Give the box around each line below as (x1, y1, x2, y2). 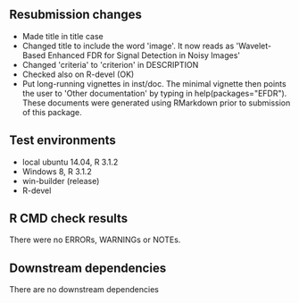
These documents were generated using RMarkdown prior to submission (21, 97, 291, 108)
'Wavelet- (236, 40, 272, 51)
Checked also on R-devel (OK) (21, 69, 135, 80)
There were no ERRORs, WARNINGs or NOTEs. (9, 234, 181, 245)
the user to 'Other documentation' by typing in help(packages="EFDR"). (21, 88, 287, 98)
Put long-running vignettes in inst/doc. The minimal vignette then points (21, 78, 287, 88)
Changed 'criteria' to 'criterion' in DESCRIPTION (21, 59, 199, 70)
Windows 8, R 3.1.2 (21, 165, 92, 177)
